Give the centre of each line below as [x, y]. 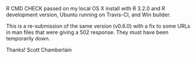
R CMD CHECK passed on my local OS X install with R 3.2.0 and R [86, 8]
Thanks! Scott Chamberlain [39, 50]
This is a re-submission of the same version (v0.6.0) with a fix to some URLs [98, 26]
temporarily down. [28, 38]
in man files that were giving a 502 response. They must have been [87, 32]
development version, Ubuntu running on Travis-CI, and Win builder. [89, 15]
